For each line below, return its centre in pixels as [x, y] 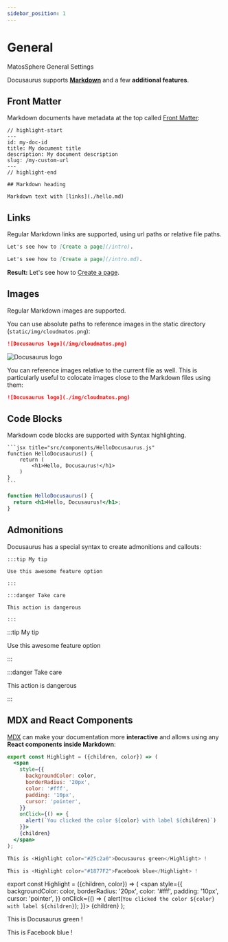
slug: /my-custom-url [38, 161]
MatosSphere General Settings [50, 67]
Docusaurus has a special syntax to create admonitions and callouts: [104, 546]
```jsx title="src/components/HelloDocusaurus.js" [81, 448]
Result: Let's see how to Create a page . [64, 272]
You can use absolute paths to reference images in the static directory [106, 324]
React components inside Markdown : [61, 744]
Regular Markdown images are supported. [67, 311]
